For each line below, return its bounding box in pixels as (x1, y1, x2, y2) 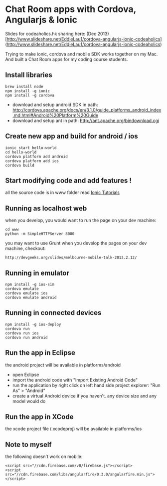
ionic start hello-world (5, 145, 57, 150)
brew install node (5, 84, 43, 89)
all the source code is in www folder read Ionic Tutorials (5, 189, 120, 195)
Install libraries (5, 71, 52, 79)
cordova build (5, 162, 35, 168)
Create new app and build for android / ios (5, 132, 138, 140)
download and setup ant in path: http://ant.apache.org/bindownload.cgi (12, 117, 160, 123)
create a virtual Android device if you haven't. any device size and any (12, 392, 157, 398)
